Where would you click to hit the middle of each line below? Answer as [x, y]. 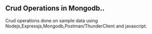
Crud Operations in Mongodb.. [55, 8]
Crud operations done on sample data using [52, 20]
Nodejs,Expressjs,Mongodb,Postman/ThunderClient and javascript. [76, 26]
